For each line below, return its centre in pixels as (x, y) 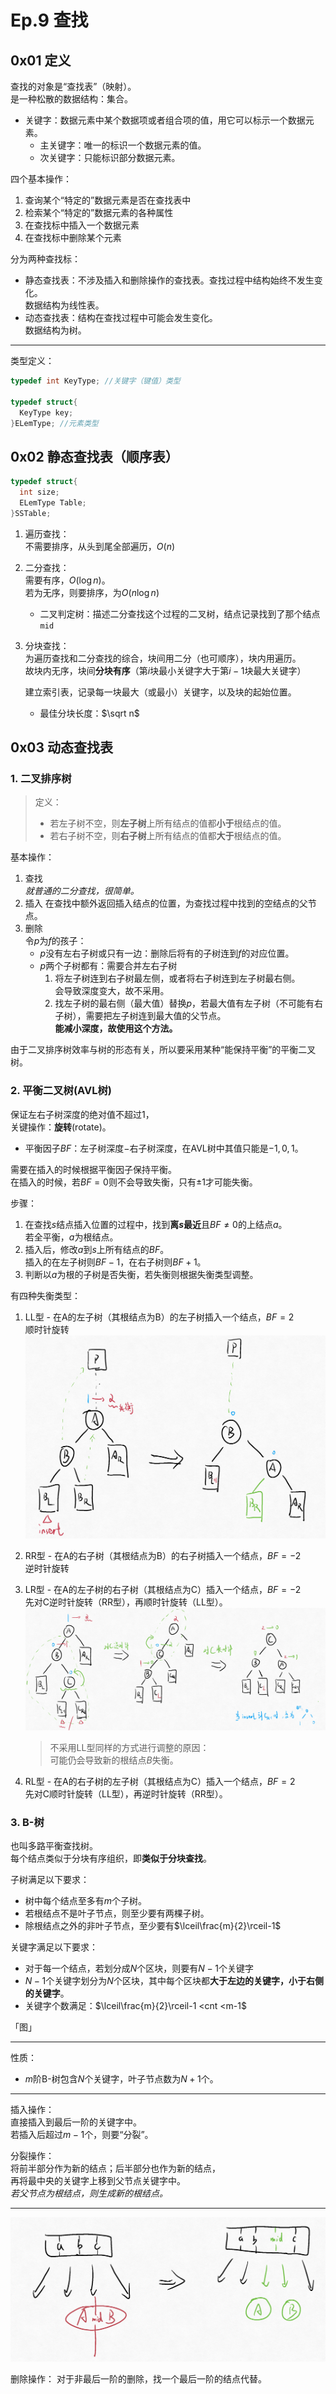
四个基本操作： (41, 179)
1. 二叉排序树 (41, 778)
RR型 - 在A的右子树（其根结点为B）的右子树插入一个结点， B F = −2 (163, 1555)
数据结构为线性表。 (64, 305)
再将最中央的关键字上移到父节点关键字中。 (98, 2181)
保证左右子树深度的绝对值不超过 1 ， (82, 1114)
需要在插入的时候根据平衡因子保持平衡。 (93, 1169)
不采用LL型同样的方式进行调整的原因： (129, 1748)
